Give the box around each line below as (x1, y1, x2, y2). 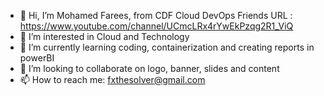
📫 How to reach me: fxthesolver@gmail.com (19, 74, 206, 85)
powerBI (19, 52, 55, 64)
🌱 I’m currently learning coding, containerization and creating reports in (19, 41, 315, 53)
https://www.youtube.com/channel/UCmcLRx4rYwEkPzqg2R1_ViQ (19, 20, 294, 32)
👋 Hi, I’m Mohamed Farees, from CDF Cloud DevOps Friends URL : (19, 10, 293, 21)
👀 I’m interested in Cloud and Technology (19, 31, 190, 42)
